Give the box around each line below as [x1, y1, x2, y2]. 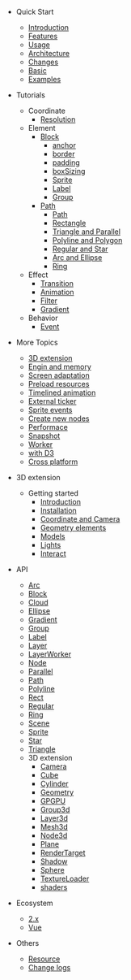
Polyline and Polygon [52, 236, 123, 245]
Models [40, 531, 65, 541]
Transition [40, 279, 74, 288]
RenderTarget [40, 848, 87, 857]
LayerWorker [27, 649, 71, 659]
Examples [27, 75, 61, 84]
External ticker [27, 397, 77, 405]
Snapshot [27, 431, 61, 440]
